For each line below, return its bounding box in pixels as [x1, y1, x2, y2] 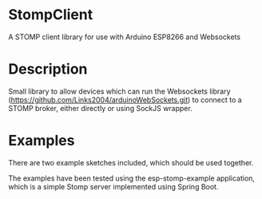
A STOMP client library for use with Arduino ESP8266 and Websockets [8, 32, 241, 42]
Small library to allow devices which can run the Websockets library [8, 86, 231, 96]
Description [8, 60, 88, 78]
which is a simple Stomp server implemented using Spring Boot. [8, 181, 219, 191]
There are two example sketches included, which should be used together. [8, 157, 254, 167]
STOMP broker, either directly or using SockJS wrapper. [8, 103, 193, 113]
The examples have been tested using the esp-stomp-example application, [8, 173, 256, 183]
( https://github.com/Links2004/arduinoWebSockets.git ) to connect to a [8, 94, 242, 105]
